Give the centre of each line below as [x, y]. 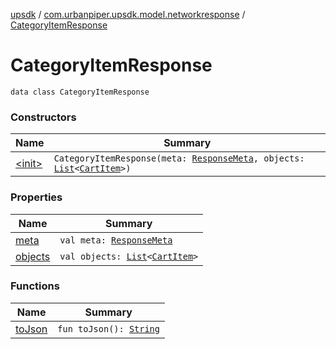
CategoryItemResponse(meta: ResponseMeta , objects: [179, 158]
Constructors [43, 117]
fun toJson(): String [108, 328]
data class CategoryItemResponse [80, 92]
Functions [35, 286]
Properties [36, 197]
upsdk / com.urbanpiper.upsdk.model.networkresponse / [128, 14]
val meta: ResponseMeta [116, 240]
